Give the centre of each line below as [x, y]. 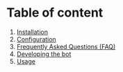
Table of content [55, 13]
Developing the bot [44, 54]
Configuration [36, 39]
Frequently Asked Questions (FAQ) [66, 46]
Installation [32, 32]
